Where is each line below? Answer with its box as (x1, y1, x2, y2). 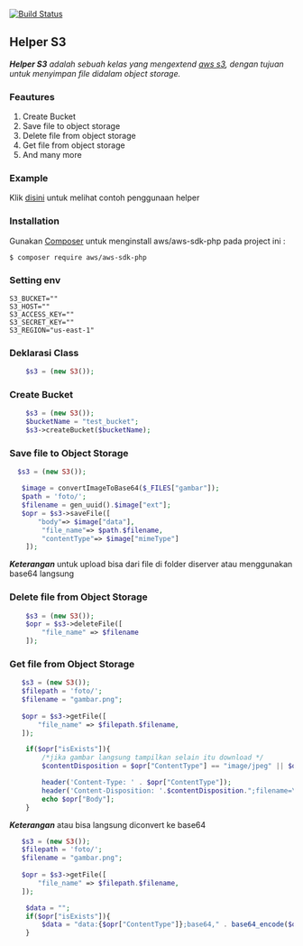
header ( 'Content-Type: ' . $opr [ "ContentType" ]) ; (41, 778, 232, 787)
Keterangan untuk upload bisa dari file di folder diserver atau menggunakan (9, 559, 293, 570)
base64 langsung (9, 568, 75, 579)
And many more (22, 150, 83, 161)
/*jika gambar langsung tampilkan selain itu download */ (41, 753, 264, 762)
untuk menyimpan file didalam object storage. (9, 68, 181, 78)
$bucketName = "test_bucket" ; (25, 418, 140, 427)
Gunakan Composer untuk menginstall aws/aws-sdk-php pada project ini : (9, 235, 286, 246)
